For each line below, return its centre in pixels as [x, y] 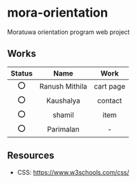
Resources [31, 156]
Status [22, 73]
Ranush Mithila [63, 87]
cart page [110, 87]
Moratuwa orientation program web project [68, 32]
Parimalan [63, 130]
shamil [63, 115]
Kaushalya [63, 101]
